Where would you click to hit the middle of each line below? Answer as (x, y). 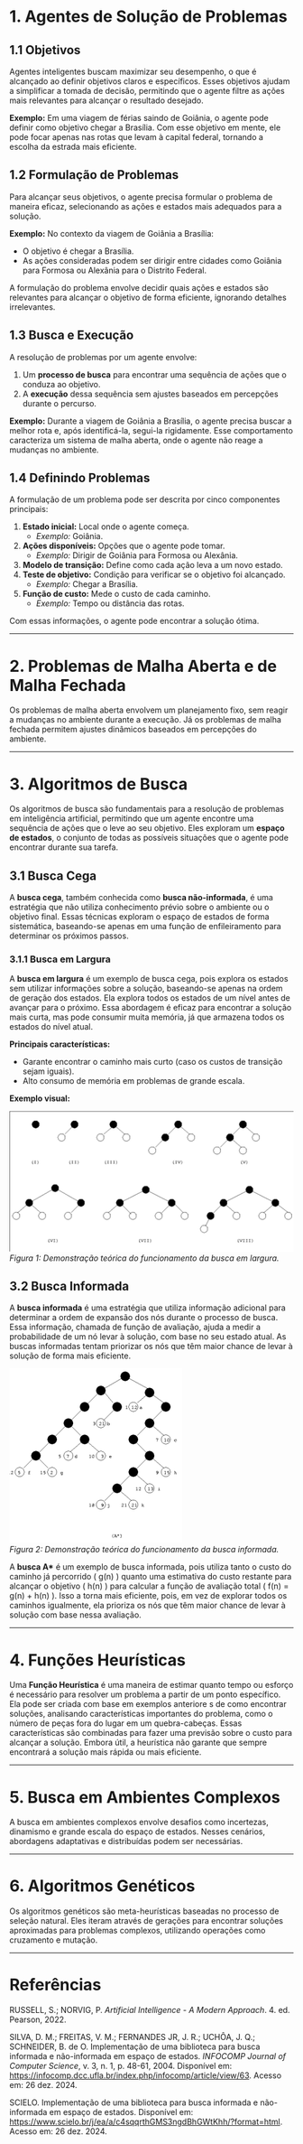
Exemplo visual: (40, 1098)
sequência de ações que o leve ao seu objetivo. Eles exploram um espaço (147, 828)
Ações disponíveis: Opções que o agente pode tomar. (124, 546)
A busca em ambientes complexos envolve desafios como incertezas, (139, 1822)
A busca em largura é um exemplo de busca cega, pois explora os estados (149, 979)
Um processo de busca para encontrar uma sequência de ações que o (154, 374)
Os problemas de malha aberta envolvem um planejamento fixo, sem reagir (149, 710)
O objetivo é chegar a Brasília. (78, 251)
